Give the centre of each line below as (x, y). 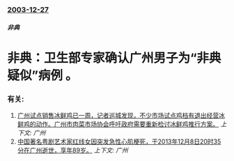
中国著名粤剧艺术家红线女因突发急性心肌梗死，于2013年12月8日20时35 (119, 141)
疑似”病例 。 (42, 75)
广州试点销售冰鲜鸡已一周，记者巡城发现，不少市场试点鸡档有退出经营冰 (121, 115)
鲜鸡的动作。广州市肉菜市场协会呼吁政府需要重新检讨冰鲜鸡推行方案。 (118, 124)
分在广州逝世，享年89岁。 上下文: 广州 (73, 150)
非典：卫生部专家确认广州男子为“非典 (114, 58)
